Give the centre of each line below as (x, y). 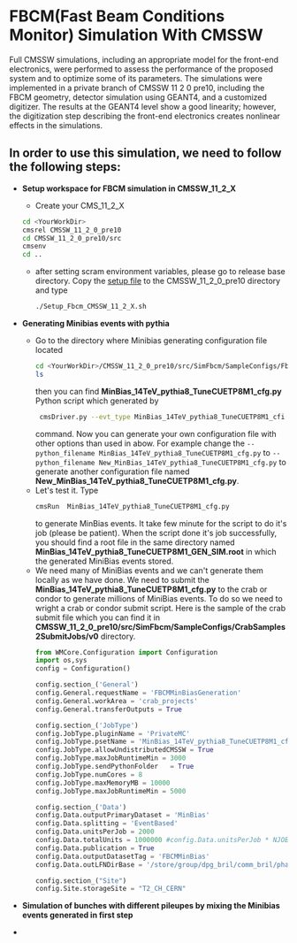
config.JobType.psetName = (85, 742)
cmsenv (34, 246)
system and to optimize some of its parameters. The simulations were (136, 78)
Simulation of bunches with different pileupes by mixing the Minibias (151, 906)
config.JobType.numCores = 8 (89, 774)
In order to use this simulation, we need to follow (145, 153)
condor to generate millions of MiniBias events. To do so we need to (159, 598)
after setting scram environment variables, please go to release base (160, 272)
